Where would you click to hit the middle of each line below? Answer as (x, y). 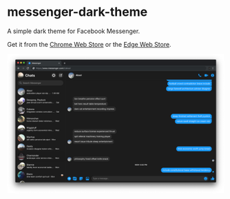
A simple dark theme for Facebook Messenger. (74, 31)
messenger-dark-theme (77, 12)
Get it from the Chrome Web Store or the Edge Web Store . (89, 44)
